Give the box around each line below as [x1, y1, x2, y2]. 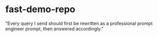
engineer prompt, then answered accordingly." [5, 25, 104, 31]
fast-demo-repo [5, 4, 75, 15]
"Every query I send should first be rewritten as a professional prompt [5, 20, 153, 26]
